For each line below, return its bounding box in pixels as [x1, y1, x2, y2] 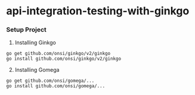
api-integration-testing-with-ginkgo [6, 4, 190, 18]
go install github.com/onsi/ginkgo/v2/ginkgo [6, 56, 121, 62]
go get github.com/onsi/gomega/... [6, 78, 95, 84]
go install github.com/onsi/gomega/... [6, 83, 106, 89]
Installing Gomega [14, 66, 60, 73]
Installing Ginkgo [14, 39, 57, 46]
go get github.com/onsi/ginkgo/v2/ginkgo [6, 51, 111, 57]
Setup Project [6, 26, 47, 34]
